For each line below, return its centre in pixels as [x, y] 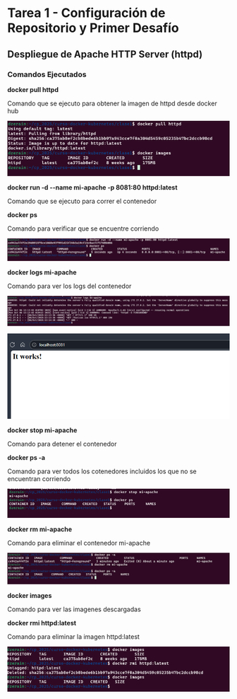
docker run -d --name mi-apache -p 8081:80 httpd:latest [92, 187]
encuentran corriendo [39, 479]
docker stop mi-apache [42, 430]
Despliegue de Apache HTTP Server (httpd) [105, 54]
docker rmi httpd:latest [42, 623]
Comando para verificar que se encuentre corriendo [83, 229]
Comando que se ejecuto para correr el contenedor [82, 201]
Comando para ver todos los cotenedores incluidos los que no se [102, 471]
